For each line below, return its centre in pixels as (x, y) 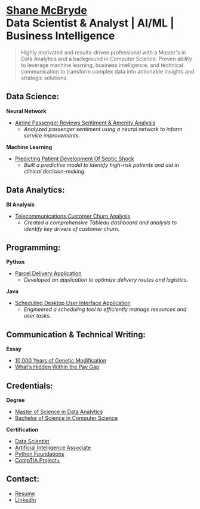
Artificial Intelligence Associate (53, 447)
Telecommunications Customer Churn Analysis (73, 216)
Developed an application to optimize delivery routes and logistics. (106, 280)
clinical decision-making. (55, 171)
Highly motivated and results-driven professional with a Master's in (103, 52)
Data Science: (33, 97)
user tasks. (38, 316)
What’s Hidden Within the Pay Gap (57, 367)
